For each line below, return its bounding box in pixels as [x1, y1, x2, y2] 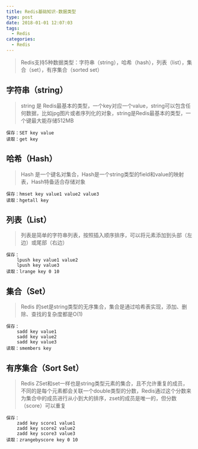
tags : [6, 25, 20, 31]
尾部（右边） [36, 239, 68, 246]
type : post [6, 14, 33, 20]
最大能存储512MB [31, 117, 74, 124]
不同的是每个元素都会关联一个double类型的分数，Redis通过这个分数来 [20, 387, 191, 394]
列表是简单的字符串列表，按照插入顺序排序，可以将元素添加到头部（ [20, 232, 187, 239]
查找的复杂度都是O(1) [31, 311, 83, 318]
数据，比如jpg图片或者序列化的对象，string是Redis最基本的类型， [25, 109, 186, 116]
